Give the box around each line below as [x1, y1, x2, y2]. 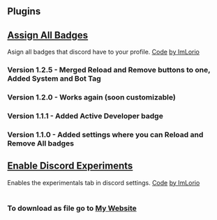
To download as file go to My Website [7, 203, 137, 213]
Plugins [7, 6, 41, 17]
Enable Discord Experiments [7, 160, 133, 172]
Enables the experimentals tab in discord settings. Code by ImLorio [7, 178, 200, 187]
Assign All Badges [7, 29, 89, 41]
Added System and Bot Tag [7, 74, 101, 84]
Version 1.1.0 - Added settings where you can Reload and [7, 129, 204, 139]
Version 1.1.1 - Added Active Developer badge [7, 111, 164, 120]
